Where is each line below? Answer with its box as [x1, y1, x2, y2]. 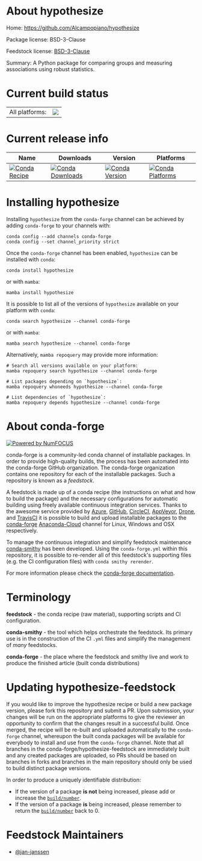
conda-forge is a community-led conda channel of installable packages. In [6, 451, 191, 459]
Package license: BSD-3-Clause [6, 36, 86, 43]
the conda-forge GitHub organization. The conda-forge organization [6, 464, 176, 471]
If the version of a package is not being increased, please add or [14, 787, 176, 795]
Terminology [6, 590, 71, 604]
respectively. [6, 527, 38, 534]
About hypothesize [6, 4, 104, 18]
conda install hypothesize [6, 267, 74, 274]
